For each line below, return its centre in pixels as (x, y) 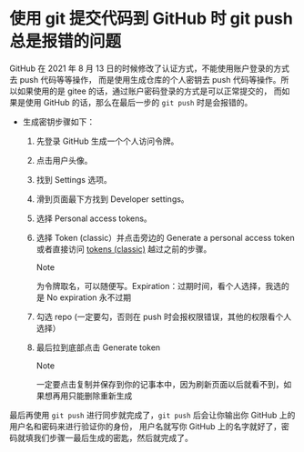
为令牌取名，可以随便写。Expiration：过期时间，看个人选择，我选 (159, 286)
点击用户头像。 (64, 160)
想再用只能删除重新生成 (88, 396)
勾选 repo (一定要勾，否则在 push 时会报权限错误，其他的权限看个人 (164, 316)
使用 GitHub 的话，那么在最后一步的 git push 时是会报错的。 (139, 102)
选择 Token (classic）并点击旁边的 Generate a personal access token (166, 237)
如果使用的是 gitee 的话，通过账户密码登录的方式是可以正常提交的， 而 (149, 91)
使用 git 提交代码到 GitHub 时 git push (151, 19)
